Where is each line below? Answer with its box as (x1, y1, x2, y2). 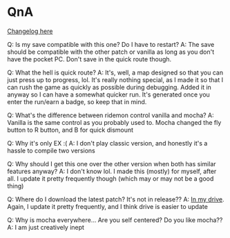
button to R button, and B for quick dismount (7, 126, 133, 134)
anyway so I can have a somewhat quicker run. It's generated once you (7, 90, 211, 99)
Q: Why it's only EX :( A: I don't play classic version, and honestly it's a (7, 139, 208, 147)
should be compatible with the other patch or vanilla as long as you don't (7, 48, 215, 56)
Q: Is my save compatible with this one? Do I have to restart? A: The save (7, 40, 215, 48)
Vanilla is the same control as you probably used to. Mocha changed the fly (7, 118, 222, 126)
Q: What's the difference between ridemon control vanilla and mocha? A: (7, 111, 214, 119)
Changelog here (7, 27, 53, 35)
